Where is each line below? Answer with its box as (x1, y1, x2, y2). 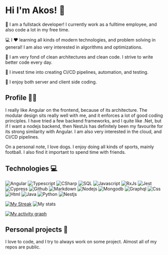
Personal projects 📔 (5, 225, 68, 234)
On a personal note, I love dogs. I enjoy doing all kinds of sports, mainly (5, 144, 154, 150)
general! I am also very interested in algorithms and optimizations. (5, 44, 143, 50)
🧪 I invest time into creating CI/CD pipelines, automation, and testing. (5, 69, 149, 75)
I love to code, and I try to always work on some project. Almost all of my (5, 239, 157, 245)
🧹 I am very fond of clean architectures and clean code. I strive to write (5, 54, 153, 60)
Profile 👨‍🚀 (5, 94, 37, 102)
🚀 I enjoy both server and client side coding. (5, 78, 97, 85)
